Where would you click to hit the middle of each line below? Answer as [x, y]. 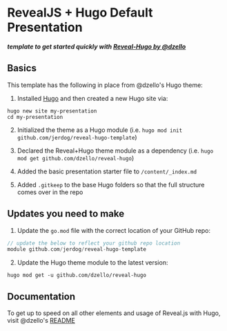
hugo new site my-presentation [52, 111]
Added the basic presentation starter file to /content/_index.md [107, 171]
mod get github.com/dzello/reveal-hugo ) [76, 158]
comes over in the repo [50, 192]
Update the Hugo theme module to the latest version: [92, 263]
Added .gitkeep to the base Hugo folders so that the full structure [111, 185]
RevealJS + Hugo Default [80, 13]
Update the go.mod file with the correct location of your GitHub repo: [114, 230]
